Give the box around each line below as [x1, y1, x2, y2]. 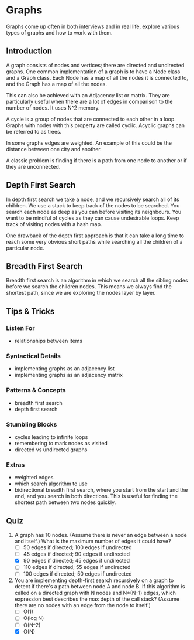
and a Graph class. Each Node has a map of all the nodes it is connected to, [6, 74, 189, 81]
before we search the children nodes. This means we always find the [6, 283, 172, 290]
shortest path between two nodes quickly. [14, 499, 116, 506]
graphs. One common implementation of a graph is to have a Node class [6, 68, 181, 75]
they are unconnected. [6, 163, 61, 170]
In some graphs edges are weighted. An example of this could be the [6, 139, 172, 147]
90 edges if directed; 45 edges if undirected [23, 557, 130, 564]
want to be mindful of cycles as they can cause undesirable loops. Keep [6, 215, 179, 222]
